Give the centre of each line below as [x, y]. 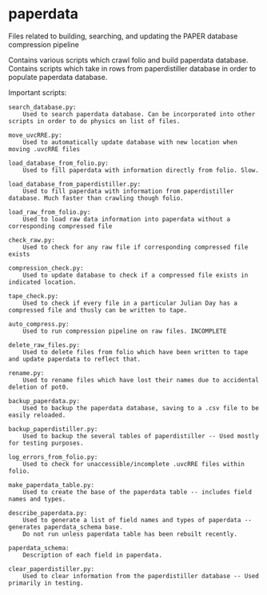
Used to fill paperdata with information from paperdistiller [128, 191]
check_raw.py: [32, 240]
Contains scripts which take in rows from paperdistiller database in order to [132, 68]
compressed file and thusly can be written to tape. [98, 310]
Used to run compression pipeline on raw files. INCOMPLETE [125, 331]
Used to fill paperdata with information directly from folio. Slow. [141, 170]
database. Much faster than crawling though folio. [96, 198]
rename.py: [26, 373]
